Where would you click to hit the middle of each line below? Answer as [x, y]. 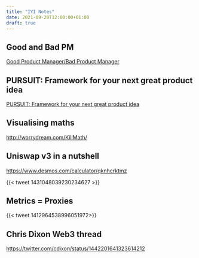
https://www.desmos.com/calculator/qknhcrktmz [67, 171]
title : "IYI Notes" [30, 12]
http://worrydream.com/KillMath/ [47, 137]
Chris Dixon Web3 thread [54, 234]
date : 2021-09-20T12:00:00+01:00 [48, 17]
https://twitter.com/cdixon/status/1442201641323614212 [76, 248]
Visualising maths [40, 123]
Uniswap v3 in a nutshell [53, 156]
